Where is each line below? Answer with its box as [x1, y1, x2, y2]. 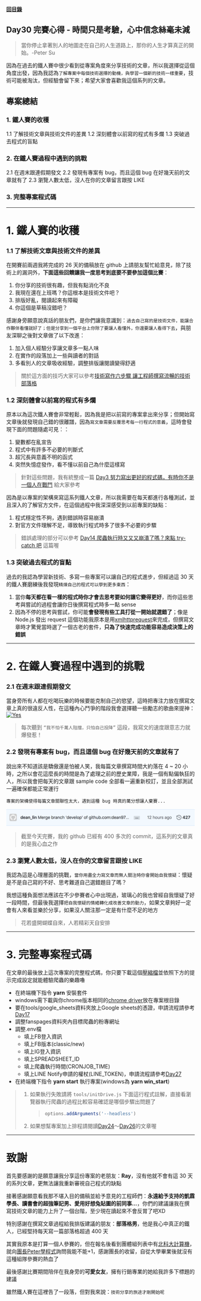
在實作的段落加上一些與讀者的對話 [14, 352, 99, 359]
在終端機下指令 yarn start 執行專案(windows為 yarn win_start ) [14, 1078, 170, 1085]
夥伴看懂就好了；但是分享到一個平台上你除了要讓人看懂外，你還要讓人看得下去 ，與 [10, 324, 186, 332]
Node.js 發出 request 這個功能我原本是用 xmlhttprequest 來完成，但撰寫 [14, 616, 189, 623]
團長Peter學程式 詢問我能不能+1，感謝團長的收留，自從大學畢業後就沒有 [17, 1248, 193, 1255]
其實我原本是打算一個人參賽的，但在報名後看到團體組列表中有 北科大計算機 [6, 1240, 190, 1247]
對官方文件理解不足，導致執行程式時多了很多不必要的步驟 [14, 522, 157, 529]
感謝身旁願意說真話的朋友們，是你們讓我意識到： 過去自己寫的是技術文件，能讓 [6, 317, 190, 324]
